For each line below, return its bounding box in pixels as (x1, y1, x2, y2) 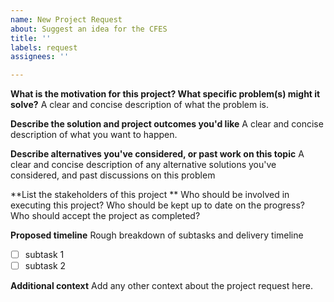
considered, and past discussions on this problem (10, 169, 216, 181)
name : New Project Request (10, 14, 123, 25)
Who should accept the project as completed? (10, 210, 201, 222)
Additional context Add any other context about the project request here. (10, 280, 313, 292)
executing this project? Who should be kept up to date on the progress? (10, 199, 305, 211)
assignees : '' (10, 52, 70, 62)
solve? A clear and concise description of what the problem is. (10, 99, 269, 111)
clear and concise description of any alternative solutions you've (10, 159, 277, 171)
